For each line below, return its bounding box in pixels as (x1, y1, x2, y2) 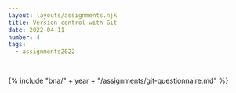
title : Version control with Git (8, 19, 118, 27)
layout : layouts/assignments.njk (8, 11, 118, 20)
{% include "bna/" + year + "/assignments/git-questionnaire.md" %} (8, 76, 229, 85)
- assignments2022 (15, 48, 76, 55)
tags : (8, 41, 26, 48)
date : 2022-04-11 (8, 26, 65, 34)
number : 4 (8, 33, 41, 41)
